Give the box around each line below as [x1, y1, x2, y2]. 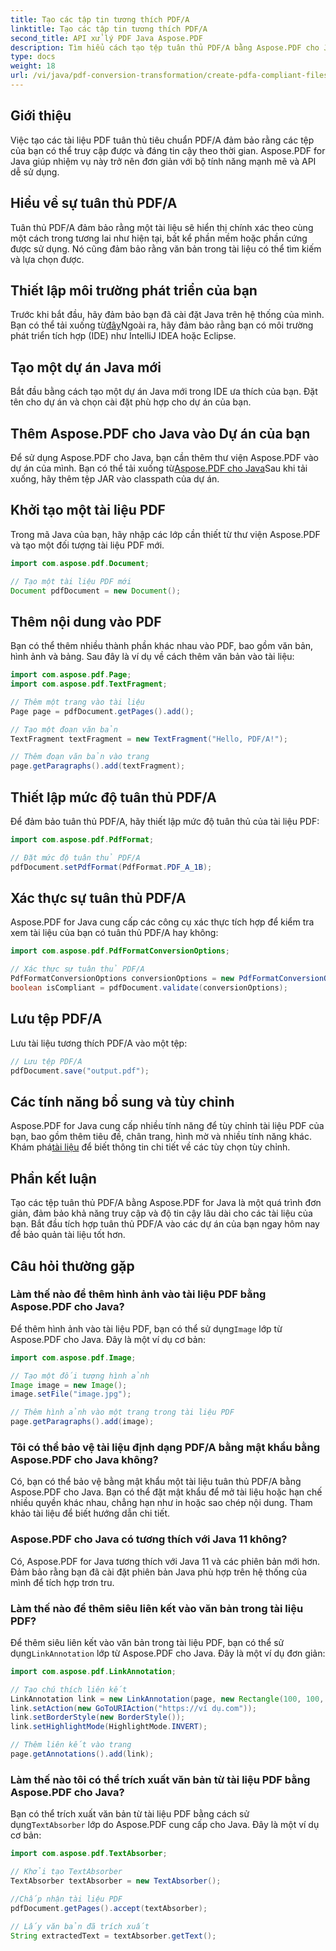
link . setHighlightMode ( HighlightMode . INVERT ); [10, 1722, 208, 1732]
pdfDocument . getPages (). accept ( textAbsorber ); [10, 1903, 208, 1913]
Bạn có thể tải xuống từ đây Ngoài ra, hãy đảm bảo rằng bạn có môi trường [10, 319, 314, 331]
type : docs [10, 52, 56, 62]
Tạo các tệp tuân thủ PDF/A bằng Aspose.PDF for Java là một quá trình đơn [10, 1197, 322, 1209]
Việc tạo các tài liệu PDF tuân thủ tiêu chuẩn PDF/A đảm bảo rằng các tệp [10, 134, 315, 146]
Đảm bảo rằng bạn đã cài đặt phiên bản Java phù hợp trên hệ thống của [10, 1566, 308, 1578]
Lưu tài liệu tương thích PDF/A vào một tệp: [10, 1037, 188, 1049]
